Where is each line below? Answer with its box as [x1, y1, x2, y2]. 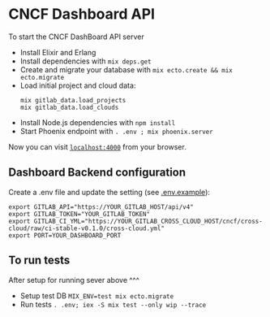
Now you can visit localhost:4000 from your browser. [8, 141, 186, 151]
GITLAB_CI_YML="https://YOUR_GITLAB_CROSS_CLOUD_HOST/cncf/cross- [33, 217, 264, 225]
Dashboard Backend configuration [8, 166, 186, 180]
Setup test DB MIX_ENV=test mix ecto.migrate [19, 290, 174, 301]
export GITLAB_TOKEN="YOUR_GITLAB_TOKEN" [8, 210, 151, 218]
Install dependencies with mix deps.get [19, 56, 152, 66]
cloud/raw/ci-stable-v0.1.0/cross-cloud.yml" [8, 224, 165, 232]
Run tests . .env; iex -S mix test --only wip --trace [19, 299, 207, 309]
